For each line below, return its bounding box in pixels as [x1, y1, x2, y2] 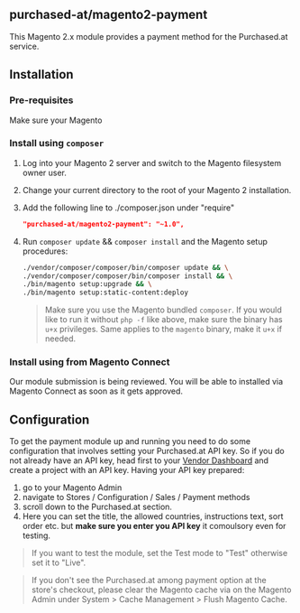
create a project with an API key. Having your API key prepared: [9, 465, 245, 476]
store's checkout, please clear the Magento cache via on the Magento [31, 584, 292, 595]
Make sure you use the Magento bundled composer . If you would [44, 304, 282, 315]
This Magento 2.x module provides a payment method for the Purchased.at [9, 31, 288, 42]
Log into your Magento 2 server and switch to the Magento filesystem [22, 157, 282, 168]
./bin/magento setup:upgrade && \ [22, 280, 152, 289]
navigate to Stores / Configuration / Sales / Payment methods [22, 492, 250, 503]
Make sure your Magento [9, 115, 103, 125]
